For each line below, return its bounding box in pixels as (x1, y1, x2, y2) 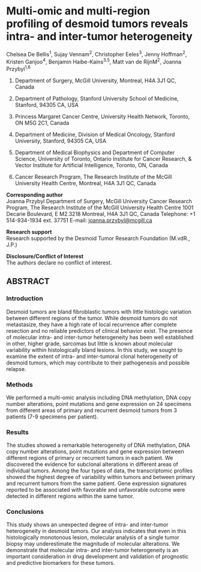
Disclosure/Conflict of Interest (6, 252, 84, 260)
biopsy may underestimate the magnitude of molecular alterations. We (6, 540, 180, 547)
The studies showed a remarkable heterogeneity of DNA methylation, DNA (6, 442, 190, 449)
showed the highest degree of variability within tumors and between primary (6, 474, 196, 481)
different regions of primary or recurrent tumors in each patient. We (6, 454, 173, 462)
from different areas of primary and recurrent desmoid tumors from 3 (6, 407, 177, 414)
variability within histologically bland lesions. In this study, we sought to (6, 346, 183, 353)
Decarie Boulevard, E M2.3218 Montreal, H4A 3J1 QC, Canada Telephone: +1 (6, 210, 196, 217)
